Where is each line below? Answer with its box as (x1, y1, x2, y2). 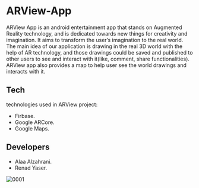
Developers (6, 142, 50, 152)
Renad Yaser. (14, 164, 48, 171)
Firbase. (14, 112, 36, 119)
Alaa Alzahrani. (14, 158, 52, 165)
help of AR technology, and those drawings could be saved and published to (6, 49, 193, 56)
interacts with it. (6, 68, 46, 75)
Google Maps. (14, 125, 49, 132)
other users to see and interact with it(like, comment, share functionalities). (6, 55, 190, 62)
